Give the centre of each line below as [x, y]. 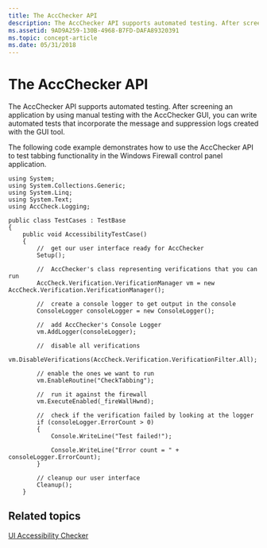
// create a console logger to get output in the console [137, 304]
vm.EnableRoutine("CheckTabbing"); [96, 381]
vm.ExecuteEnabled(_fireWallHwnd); [96, 402]
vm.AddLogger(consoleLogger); [87, 332]
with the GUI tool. [37, 132]
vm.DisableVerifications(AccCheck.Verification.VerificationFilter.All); [133, 360]
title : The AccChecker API [53, 16]
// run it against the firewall [92, 394]
